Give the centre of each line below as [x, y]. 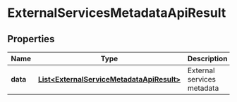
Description [207, 59]
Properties [31, 39]
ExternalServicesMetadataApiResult [117, 13]
